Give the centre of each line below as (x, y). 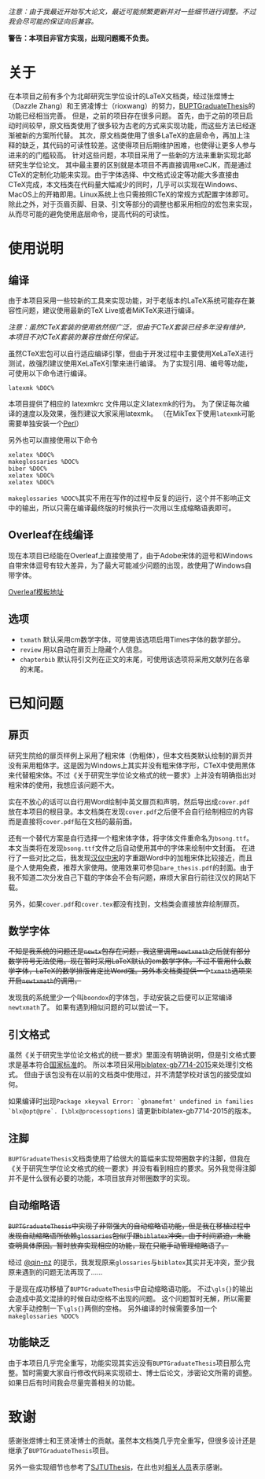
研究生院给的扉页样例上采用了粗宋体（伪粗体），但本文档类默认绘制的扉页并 (131, 755)
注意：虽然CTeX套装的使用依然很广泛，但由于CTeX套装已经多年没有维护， (129, 327)
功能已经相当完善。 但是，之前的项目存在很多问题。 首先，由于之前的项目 (127, 116)
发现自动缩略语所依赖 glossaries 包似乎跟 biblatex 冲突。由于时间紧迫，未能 (129, 1235)
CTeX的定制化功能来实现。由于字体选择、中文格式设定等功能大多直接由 (124, 175)
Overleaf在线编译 (51, 535)
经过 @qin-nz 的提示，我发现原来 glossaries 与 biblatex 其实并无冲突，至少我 (131, 1262)
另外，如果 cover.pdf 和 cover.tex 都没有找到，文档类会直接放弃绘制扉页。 (126, 903)
